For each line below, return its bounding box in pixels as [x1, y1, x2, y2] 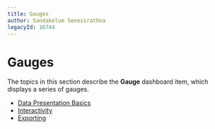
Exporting [17, 114, 47, 123]
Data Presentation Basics [17, 99, 91, 107]
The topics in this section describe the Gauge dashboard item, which [7, 77, 209, 86]
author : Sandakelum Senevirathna [7, 17, 106, 24]
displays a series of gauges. [7, 85, 90, 94]
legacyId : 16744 [7, 23, 55, 30]
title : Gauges [7, 10, 50, 18]
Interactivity [17, 106, 53, 115]
